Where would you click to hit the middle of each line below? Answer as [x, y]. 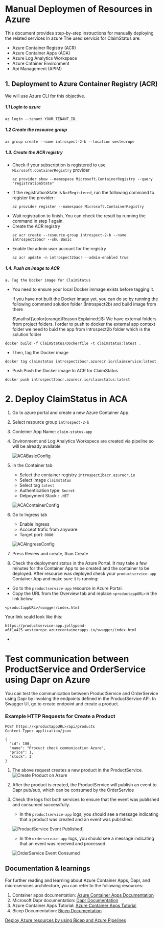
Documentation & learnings [48, 868]
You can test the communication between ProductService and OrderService [82, 693]
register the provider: [34, 198]
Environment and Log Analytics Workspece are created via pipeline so [83, 441]
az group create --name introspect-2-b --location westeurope [70, 142]
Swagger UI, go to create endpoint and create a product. [62, 704]
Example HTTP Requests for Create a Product [60, 716]
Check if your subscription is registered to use [59, 165]
